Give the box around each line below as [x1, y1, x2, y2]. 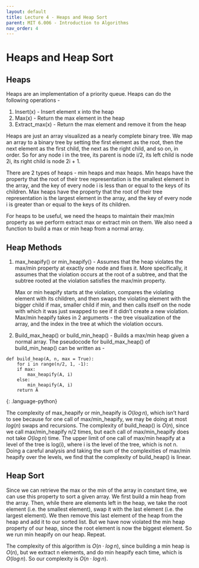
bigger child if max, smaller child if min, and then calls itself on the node [14, 301, 191, 308]
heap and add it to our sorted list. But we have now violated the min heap [6, 518, 185, 525]
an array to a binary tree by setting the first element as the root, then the [6, 139, 183, 146]
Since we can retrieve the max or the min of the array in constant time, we [6, 486, 187, 494]
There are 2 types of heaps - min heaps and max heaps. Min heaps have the [6, 169, 194, 176]
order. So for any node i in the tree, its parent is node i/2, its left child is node [6, 151, 194, 158]
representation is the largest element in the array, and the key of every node [6, 195, 192, 202]
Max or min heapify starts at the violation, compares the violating [14, 289, 174, 296]
